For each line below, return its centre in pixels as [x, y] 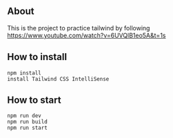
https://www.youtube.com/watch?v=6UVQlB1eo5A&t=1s [86, 35]
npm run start [28, 128]
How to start [34, 100]
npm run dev [24, 116]
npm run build [28, 122]
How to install [37, 57]
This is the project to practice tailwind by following [79, 28]
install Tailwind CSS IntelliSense [58, 79]
